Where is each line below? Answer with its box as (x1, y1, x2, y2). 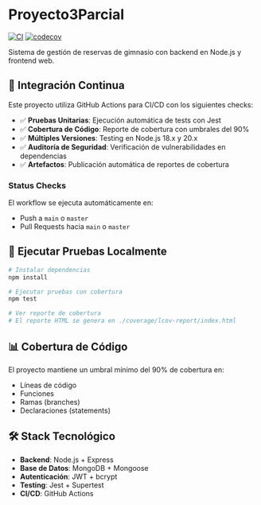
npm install (8, 273, 48, 282)
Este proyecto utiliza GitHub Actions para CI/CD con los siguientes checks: (8, 99, 253, 109)
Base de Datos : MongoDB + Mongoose (19, 463, 149, 472)
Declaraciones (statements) (19, 406, 111, 415)
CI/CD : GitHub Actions (19, 488, 94, 498)
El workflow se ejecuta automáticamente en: (8, 198, 154, 208)
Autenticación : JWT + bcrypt (19, 472, 118, 481)
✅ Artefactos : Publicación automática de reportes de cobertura (19, 159, 229, 169)
